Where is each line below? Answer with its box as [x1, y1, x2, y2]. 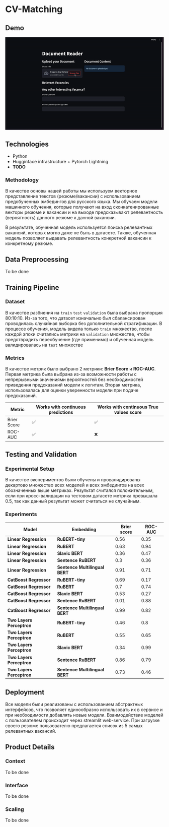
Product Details [5, 742, 55, 751]
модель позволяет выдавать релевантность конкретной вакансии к [5, 235, 152, 241]
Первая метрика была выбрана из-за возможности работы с [5, 371, 137, 377]
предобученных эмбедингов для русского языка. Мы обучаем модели [5, 199, 157, 205]
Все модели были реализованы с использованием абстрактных [5, 702, 143, 708]
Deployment [5, 688, 45, 696]
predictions [48, 409, 73, 415]
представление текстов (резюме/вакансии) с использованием [5, 193, 141, 200]
